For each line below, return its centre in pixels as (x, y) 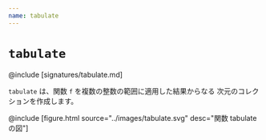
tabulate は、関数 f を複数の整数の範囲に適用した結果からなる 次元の (123, 91)
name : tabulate (34, 16)
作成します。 (57, 101)
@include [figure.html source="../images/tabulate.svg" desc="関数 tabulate (133, 118)
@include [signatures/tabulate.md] (65, 74)
